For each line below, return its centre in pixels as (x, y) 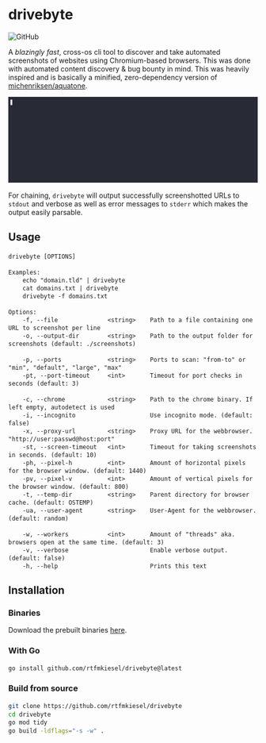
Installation (36, 590)
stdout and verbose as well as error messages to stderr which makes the (128, 203)
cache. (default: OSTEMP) (51, 502)
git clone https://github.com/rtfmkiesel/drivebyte (95, 706)
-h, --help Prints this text (115, 566)
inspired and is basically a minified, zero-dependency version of (113, 77)
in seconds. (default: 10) (53, 455)
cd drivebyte (30, 714)
